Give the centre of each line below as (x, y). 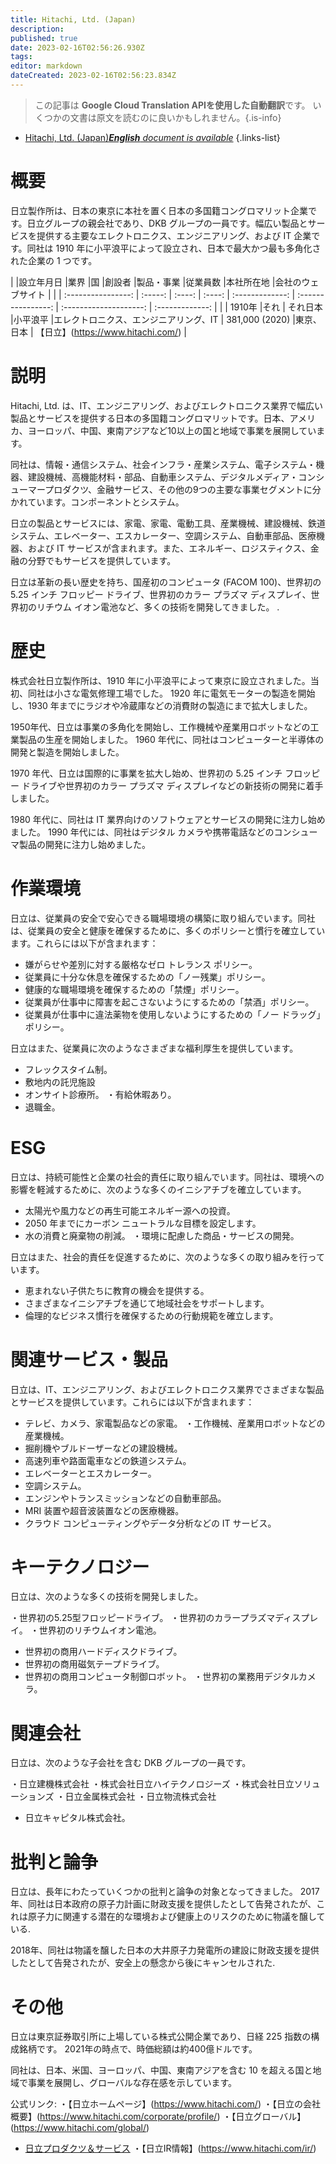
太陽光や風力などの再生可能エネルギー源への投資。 (130, 1210)
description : (37, 29)
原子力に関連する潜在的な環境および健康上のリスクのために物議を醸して (176, 1917)
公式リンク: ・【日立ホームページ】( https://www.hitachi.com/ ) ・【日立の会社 (165, 2104)
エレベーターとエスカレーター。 (90, 1473)
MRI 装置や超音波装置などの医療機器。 (104, 1510)
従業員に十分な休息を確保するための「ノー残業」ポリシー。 (147, 977)
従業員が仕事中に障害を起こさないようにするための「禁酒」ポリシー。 (169, 1002)
